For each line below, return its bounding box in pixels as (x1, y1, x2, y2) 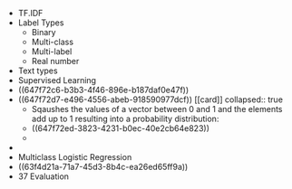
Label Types (17, 17, 64, 28)
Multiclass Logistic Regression (17, 152, 132, 162)
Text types (17, 65, 58, 76)
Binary (31, 27, 56, 37)
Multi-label (31, 46, 73, 57)
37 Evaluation (17, 171, 70, 182)
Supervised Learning (17, 75, 97, 85)
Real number (31, 56, 80, 66)
